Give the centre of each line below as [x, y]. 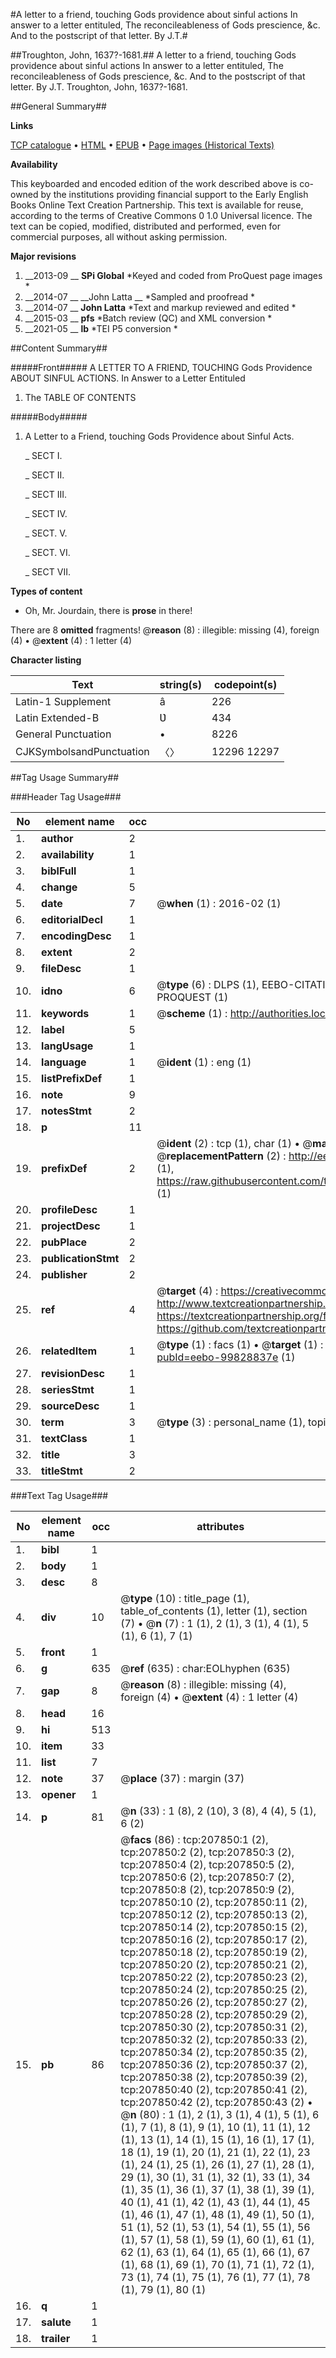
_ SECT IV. [46, 513]
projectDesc [71, 1226]
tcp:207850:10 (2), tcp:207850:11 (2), [214, 1902]
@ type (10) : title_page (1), [185, 1598]
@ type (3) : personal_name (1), [231, 1422]
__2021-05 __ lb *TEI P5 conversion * [101, 328]
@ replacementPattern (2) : [221, 1156]
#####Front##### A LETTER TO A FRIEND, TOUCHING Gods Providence [161, 367]
